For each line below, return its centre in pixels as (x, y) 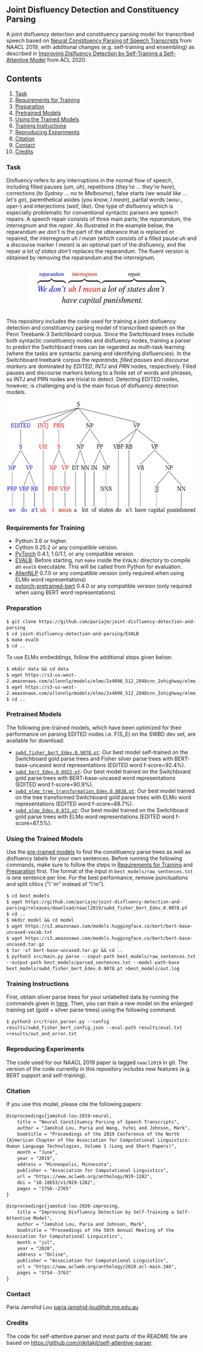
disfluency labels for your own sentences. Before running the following (94, 858)
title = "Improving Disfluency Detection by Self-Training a (95, 1212)
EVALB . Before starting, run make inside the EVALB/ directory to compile (102, 561)
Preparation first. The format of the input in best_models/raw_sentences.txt (100, 871)
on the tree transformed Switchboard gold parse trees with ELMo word (103, 797)
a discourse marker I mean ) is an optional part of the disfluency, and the (96, 244)
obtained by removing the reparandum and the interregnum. (81, 258)
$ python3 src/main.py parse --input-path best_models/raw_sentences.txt (101, 957)
